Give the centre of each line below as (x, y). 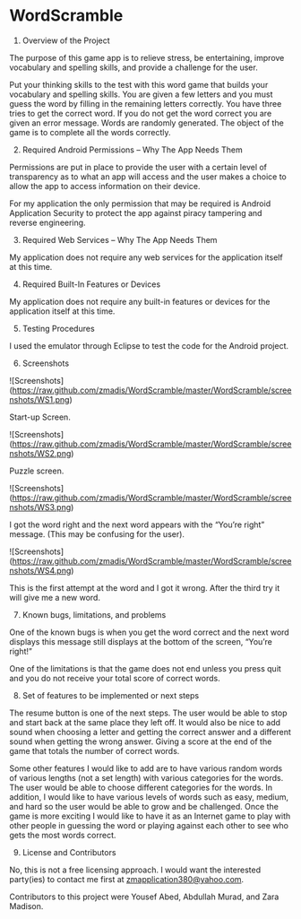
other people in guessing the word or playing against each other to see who (149, 825)
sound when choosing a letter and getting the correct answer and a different (150, 732)
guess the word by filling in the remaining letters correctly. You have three (146, 103)
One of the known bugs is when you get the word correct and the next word (149, 632)
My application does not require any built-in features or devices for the (140, 301)
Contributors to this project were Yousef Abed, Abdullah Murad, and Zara (144, 897)
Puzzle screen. (37, 471)
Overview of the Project (66, 40)
